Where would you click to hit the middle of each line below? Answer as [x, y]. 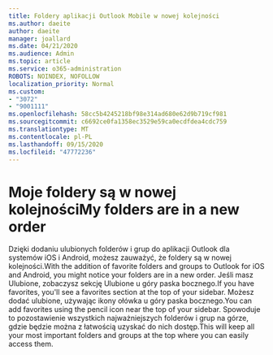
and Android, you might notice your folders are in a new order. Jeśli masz [131, 275]
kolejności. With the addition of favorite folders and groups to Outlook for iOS [136, 266]
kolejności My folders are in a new [124, 209]
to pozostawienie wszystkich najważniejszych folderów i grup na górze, [129, 318]
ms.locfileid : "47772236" [52, 152]
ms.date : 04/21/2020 [43, 46]
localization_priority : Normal [61, 84]
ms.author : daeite [39, 24]
